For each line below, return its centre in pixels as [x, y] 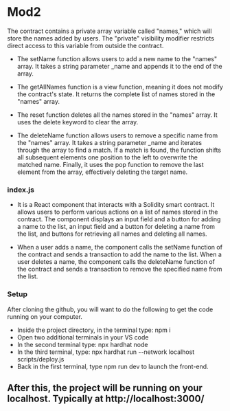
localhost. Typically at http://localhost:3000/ [106, 398]
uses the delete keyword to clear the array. [78, 122]
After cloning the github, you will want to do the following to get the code [110, 309]
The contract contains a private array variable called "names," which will [110, 31]
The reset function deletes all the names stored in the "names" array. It [117, 115]
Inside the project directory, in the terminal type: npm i [94, 330]
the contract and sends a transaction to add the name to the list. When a [119, 254]
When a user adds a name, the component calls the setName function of [120, 247]
